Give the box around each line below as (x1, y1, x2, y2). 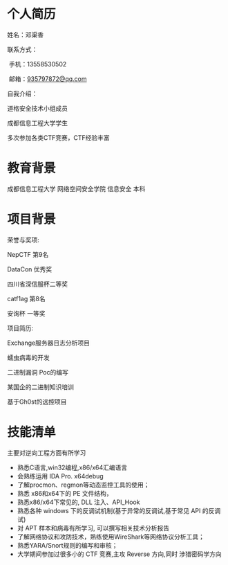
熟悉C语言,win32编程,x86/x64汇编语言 (17, 463, 128, 472)
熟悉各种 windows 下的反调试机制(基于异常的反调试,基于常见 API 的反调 (17, 506, 221, 514)
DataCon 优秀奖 (7, 264, 53, 273)
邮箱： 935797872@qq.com (8, 74, 87, 83)
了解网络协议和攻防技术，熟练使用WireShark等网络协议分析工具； (17, 532, 205, 541)
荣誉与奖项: (7, 235, 40, 244)
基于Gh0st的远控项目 (7, 397, 67, 406)
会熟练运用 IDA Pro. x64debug (17, 472, 104, 480)
